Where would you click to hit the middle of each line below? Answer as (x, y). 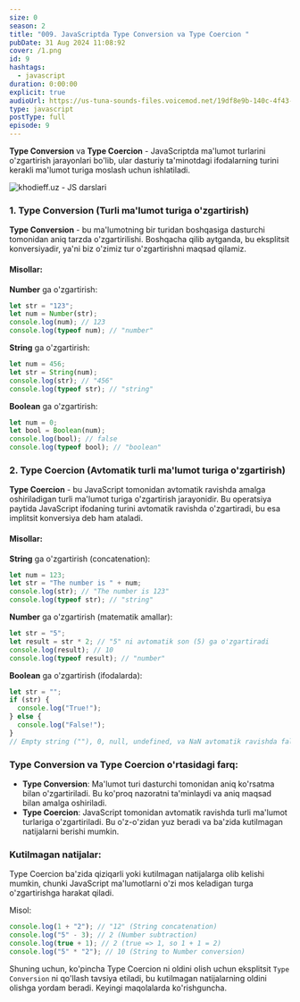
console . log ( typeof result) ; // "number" (87, 658)
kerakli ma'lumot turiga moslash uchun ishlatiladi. (100, 170)
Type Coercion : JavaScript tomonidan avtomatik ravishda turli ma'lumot (154, 812)
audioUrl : (28, 101)
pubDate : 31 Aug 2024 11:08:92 (67, 42)
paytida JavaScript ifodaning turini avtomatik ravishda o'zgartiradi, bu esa (145, 509)
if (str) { (29, 700)
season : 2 (28, 26)
